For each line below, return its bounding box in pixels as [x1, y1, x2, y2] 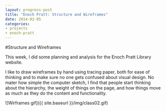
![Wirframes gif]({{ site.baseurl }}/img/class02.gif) [5, 100, 108, 105]
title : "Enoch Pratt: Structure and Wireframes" [5, 12, 108, 17]
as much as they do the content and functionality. [5, 90, 107, 96]
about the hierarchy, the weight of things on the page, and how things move [5, 85, 161, 90]
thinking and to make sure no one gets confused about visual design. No [5, 74, 155, 80]
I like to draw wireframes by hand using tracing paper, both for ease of [5, 69, 150, 75]
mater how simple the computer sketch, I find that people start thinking [5, 79, 151, 85]
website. [5, 59, 23, 65]
